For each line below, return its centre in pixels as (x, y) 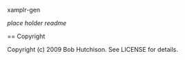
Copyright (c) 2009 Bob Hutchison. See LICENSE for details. (92, 49)
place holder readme (37, 23)
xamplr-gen (23, 10)
